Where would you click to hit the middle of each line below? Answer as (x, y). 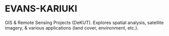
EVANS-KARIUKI (41, 9)
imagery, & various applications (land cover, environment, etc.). (72, 27)
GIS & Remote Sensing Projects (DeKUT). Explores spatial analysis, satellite (84, 22)
